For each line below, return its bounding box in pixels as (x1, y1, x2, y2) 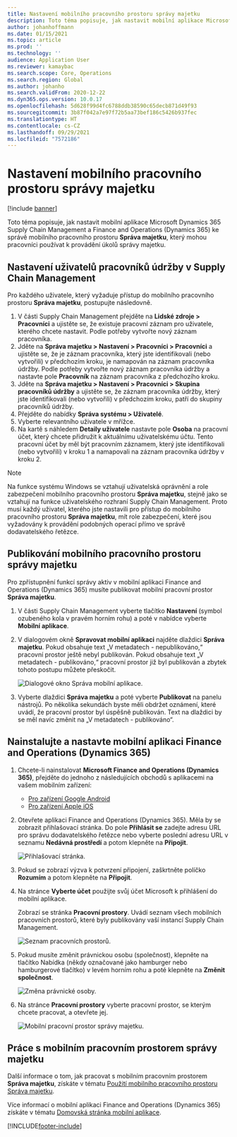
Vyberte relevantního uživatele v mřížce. (17, 417, 135, 425)
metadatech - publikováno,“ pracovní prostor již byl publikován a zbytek (17, 657, 227, 666)
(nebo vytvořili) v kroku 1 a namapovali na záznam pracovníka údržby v (17, 447, 224, 456)
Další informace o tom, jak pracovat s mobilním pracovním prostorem (7, 1072, 208, 1080)
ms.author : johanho (7, 83, 65, 90)
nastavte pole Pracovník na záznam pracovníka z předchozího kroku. (17, 372, 220, 381)
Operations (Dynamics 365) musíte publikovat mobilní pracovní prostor (7, 585, 213, 594)
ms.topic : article (7, 37, 61, 44)
